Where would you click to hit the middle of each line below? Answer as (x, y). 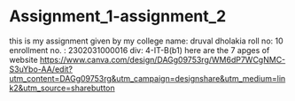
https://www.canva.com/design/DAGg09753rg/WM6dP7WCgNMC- (163, 59)
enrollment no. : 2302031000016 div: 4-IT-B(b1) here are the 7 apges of (140, 50)
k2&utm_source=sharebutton (62, 88)
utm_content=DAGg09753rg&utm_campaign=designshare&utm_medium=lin (147, 78)
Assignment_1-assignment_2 (118, 16)
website (23, 59)
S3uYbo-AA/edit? (41, 69)
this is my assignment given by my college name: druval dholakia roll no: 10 (146, 41)
